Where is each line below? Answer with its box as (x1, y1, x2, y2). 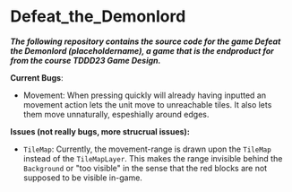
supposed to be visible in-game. (22, 172, 142, 183)
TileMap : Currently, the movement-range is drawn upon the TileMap (22, 144, 271, 154)
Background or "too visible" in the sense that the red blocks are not (22, 162, 268, 173)
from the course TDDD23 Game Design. (10, 55, 161, 65)
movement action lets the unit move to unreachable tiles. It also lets (22, 99, 272, 109)
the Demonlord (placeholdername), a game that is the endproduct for (10, 45, 274, 56)
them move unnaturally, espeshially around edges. (22, 109, 210, 119)
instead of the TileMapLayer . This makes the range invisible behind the (22, 153, 283, 163)
